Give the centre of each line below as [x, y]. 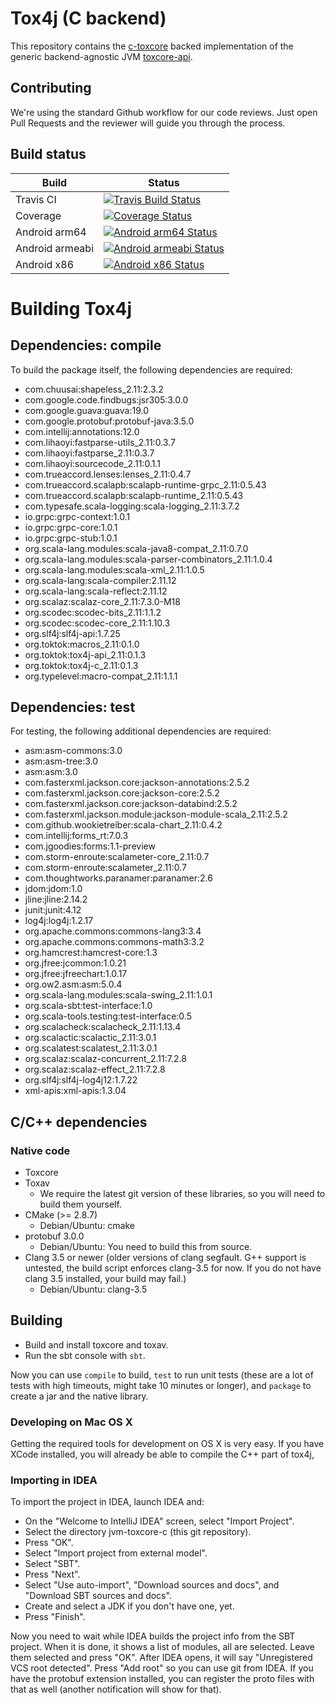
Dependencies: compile [86, 345]
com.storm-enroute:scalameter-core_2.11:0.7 [117, 857]
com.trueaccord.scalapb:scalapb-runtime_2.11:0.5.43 [134, 495]
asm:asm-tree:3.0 [61, 761]
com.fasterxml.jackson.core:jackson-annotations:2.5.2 [137, 783]
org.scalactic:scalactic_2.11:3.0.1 [90, 1038]
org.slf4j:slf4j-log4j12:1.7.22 [81, 1080]
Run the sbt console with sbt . [85, 1355]
